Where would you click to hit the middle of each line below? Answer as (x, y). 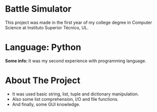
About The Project (43, 81)
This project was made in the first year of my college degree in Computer (79, 22)
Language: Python (43, 47)
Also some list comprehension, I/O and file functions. (65, 99)
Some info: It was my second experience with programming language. (76, 61)
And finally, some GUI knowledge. (46, 104)
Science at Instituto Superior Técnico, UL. (47, 27)
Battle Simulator (38, 9)
